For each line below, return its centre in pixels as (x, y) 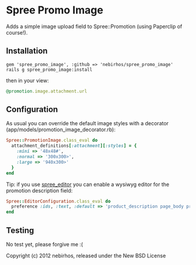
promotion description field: (39, 190)
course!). (17, 32)
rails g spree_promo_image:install (49, 70)
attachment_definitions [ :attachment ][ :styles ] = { (74, 146)
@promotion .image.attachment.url (47, 91)
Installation (27, 51)
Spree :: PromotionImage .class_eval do (52, 140)
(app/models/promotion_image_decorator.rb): (61, 130)
